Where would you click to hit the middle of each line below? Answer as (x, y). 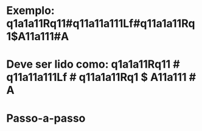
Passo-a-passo (46, 118)
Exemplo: (30, 11)
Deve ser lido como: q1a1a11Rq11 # (93, 64)
